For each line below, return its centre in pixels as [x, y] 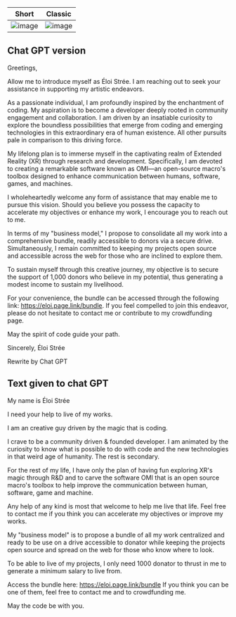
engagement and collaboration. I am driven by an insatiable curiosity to [110, 117]
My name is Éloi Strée [39, 400]
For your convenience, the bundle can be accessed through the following [113, 298]
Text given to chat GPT [58, 384]
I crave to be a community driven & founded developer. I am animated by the [118, 441]
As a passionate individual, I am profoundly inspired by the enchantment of [116, 102]
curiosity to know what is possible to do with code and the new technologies [118, 449]
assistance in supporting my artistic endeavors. [76, 89]
